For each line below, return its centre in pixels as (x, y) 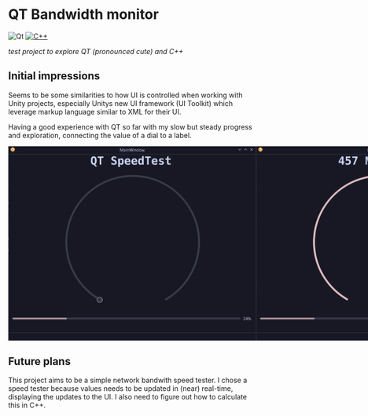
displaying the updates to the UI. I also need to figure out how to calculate (128, 397)
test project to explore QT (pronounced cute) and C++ (96, 51)
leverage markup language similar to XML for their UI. (95, 111)
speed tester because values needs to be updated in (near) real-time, (121, 389)
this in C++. (27, 405)
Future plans (39, 361)
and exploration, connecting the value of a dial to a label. (100, 135)
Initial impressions (54, 76)
